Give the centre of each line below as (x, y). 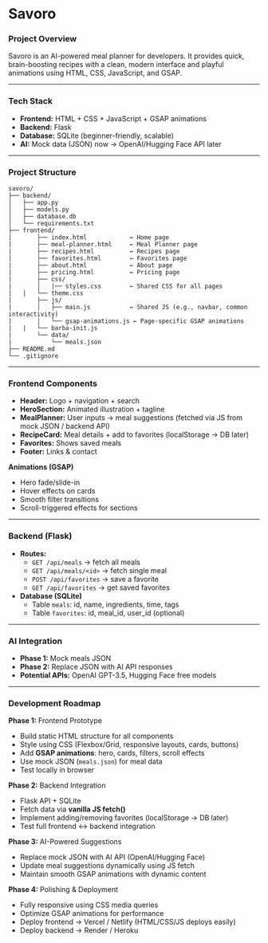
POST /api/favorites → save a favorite (95, 579)
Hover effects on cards (57, 491)
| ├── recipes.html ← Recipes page (94, 252)
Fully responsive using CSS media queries (89, 905)
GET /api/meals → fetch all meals (86, 562)
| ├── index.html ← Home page (89, 238)
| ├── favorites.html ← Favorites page (98, 259)
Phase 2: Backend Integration (57, 785)
